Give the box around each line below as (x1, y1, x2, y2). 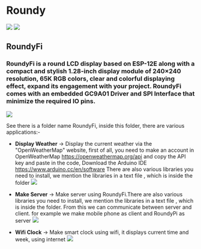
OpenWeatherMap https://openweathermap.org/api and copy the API (14, 152, 186, 160)
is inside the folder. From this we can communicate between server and (14, 203, 192, 211)
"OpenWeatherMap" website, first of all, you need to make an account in (14, 146, 194, 154)
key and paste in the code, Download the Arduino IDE (14, 159, 147, 166)
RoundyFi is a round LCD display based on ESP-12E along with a (6, 59, 195, 68)
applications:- (6, 128, 41, 136)
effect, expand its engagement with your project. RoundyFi (6, 82, 182, 91)
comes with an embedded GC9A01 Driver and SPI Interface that (6, 89, 195, 98)
